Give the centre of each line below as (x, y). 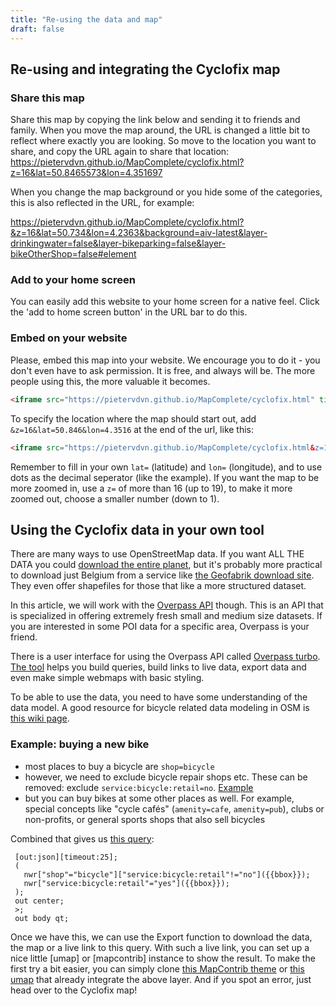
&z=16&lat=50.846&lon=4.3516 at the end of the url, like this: (132, 429)
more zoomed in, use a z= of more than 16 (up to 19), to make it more (151, 488)
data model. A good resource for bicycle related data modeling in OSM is (160, 708)
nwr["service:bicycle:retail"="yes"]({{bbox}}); (126, 883)
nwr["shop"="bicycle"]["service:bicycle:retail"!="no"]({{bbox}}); (167, 874)
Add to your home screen (73, 280)
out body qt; (42, 918)
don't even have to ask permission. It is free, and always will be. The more (163, 370)
